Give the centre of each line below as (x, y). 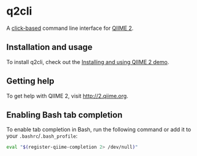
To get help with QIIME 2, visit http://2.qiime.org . (67, 96)
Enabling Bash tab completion (65, 115)
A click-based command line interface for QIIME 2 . (70, 28)
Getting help (30, 81)
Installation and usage (50, 47)
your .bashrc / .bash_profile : (42, 136)
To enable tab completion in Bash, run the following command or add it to (99, 130)
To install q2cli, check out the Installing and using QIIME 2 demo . (88, 62)
